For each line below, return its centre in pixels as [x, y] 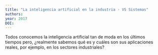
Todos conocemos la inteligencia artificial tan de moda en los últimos [75, 37]
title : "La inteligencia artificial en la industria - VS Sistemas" [77, 9]
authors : [14, 14]
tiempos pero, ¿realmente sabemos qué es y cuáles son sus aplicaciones [79, 42]
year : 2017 [16, 18]
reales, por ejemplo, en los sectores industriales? [55, 47]
